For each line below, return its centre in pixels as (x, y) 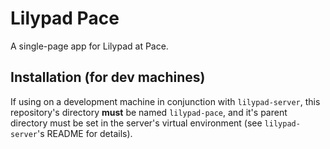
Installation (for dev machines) (108, 77)
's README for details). (84, 133)
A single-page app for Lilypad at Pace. (89, 46)
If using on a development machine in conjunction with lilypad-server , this (165, 101)
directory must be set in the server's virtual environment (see (136, 123)
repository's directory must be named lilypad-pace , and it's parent (149, 112)
